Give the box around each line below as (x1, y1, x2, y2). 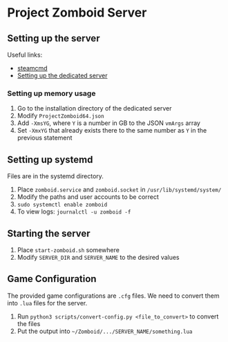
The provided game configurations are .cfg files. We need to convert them (7, 292, 220, 300)
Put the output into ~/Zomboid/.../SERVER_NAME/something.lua (17, 327, 193, 335)
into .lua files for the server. (7, 298, 88, 307)
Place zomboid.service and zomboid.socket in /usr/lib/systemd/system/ (17, 185, 222, 194)
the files (17, 319, 41, 327)
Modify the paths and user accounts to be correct (17, 193, 159, 201)
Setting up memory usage (7, 88, 96, 98)
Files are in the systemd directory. (7, 172, 104, 180)
